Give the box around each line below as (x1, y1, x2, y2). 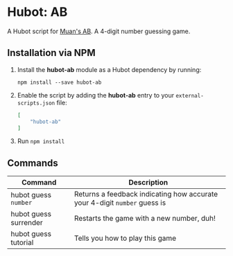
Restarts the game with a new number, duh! (74, 214, 216, 223)
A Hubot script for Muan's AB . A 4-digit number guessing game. (7, 27, 191, 35)
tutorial (10, 238, 34, 248)
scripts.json (17, 100, 55, 107)
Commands (7, 157, 59, 169)
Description (128, 178, 169, 188)
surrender (10, 218, 43, 228)
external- (175, 92, 205, 99)
